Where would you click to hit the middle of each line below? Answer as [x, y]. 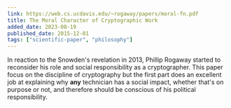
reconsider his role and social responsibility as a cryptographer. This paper [115, 67]
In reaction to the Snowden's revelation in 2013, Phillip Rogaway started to [114, 60]
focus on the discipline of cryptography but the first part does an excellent [114, 75]
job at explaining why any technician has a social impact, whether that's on [115, 82]
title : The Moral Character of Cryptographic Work [83, 20]
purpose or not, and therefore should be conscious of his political [101, 90]
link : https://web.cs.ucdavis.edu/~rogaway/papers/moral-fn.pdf [103, 14]
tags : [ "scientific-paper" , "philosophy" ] [70, 40]
